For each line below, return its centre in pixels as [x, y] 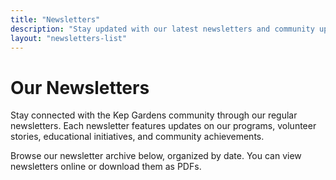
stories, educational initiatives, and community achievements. [137, 137]
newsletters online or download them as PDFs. [106, 167]
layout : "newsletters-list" [69, 38]
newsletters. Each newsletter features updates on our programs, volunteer [163, 126]
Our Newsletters [80, 87]
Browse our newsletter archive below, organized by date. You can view [156, 156]
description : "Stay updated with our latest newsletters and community [162, 29]
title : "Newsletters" [55, 19]
